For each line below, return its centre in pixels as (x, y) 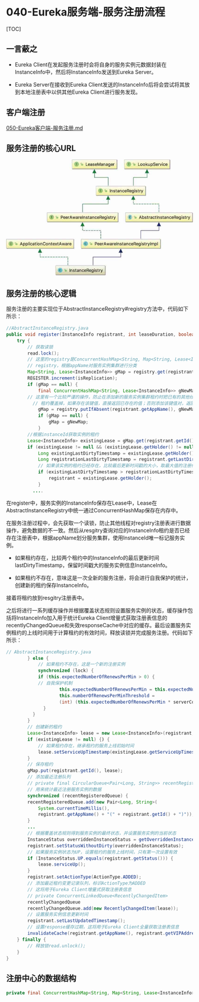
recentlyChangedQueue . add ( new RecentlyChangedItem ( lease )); (103, 908)
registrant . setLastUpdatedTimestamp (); (77, 921)
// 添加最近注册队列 (49, 777)
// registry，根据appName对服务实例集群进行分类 (82, 366)
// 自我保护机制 (55, 683)
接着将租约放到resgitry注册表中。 (47, 598)
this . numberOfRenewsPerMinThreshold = (107, 695)
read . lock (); (44, 353)
